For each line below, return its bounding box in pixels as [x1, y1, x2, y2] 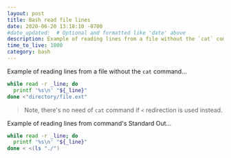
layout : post [7, 10, 45, 17]
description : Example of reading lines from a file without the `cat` [7, 36, 214, 43]
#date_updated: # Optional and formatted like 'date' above [7, 29, 186, 36]
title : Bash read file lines [7, 16, 91, 23]
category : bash [7, 49, 51, 56]
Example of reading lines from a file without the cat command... [7, 67, 187, 76]
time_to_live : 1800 [7, 42, 63, 49]
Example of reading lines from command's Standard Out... [7, 119, 172, 127]
